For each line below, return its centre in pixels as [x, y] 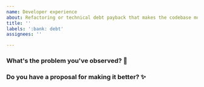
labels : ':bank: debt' [35, 29]
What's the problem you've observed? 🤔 [67, 61]
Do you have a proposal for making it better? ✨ [76, 77]
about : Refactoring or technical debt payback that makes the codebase [99, 18]
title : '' [19, 23]
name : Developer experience [42, 12]
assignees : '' [24, 34]
